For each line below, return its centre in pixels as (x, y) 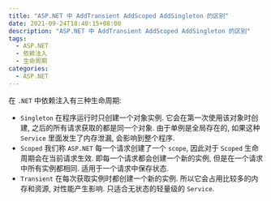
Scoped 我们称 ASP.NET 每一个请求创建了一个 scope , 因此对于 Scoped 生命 (140, 148)
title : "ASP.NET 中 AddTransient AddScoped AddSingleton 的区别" (119, 16)
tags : (17, 38)
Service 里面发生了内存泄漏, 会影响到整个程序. (97, 138)
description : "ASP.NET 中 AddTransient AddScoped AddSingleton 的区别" (130, 31)
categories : (28, 69)
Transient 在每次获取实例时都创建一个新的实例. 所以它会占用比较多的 (135, 178)
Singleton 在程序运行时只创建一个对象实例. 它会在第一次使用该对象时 (135, 118)
